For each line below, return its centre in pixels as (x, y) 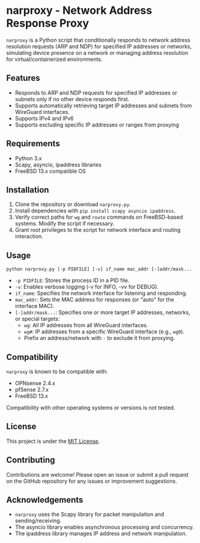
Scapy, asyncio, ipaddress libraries (58, 165)
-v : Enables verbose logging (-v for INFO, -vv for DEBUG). (87, 287)
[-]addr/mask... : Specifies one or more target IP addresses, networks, (102, 312)
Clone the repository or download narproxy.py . (73, 204)
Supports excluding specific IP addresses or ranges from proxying (97, 125)
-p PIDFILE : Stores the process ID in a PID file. (72, 280)
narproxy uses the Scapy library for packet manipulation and (89, 514)
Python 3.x (28, 158)
